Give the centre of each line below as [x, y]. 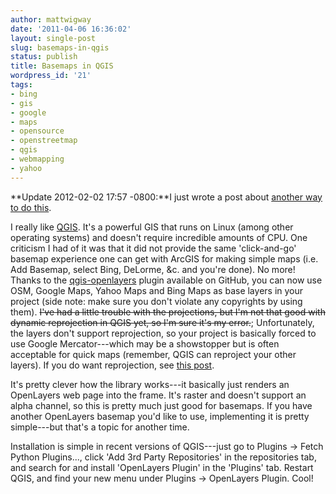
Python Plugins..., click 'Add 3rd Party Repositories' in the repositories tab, [163, 457]
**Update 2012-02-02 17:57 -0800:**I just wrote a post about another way [166, 197]
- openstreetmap [44, 141]
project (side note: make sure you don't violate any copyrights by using [156, 301]
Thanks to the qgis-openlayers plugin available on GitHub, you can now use [166, 280]
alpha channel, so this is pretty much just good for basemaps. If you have [161, 405]
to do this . [31, 207]
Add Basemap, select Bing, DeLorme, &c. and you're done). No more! [153, 269]
